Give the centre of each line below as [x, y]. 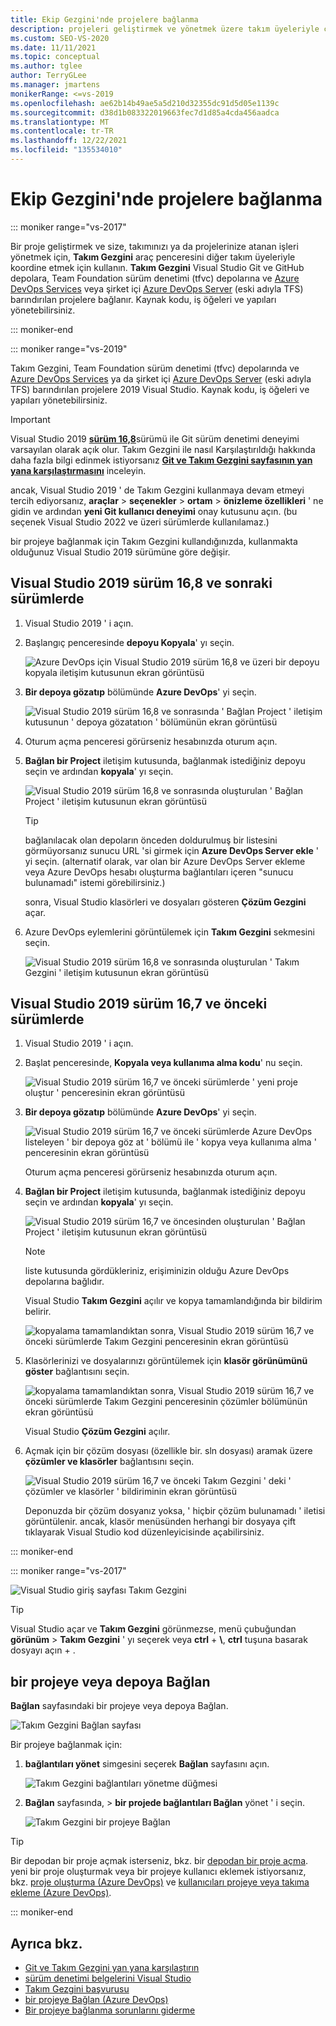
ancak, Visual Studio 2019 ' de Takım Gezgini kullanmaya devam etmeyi [157, 490]
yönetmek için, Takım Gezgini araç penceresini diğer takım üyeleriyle [153, 257]
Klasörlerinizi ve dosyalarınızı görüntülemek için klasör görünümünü [166, 1361]
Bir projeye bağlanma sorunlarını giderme [110, 2010]
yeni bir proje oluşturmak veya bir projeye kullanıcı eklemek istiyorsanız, [158, 1872]
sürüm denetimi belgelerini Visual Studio [108, 1978]
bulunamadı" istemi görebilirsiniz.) [95, 882]
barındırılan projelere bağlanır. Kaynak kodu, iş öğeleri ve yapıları [143, 299]
